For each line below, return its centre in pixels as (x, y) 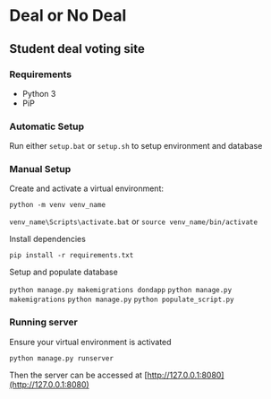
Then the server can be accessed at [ (78, 375)
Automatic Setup (47, 126)
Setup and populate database (64, 272)
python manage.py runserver (62, 358)
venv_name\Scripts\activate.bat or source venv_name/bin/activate (133, 221)
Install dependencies (48, 239)
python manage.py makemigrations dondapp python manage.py (121, 291)
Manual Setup (40, 169)
